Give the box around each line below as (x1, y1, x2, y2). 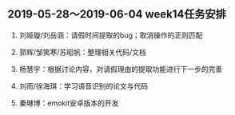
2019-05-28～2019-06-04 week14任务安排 (7, 7, 227, 22)
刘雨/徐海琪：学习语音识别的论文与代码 (18, 81, 149, 90)
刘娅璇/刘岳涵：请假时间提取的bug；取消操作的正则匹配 (18, 30, 203, 40)
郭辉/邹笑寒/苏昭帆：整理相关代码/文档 (18, 47, 146, 57)
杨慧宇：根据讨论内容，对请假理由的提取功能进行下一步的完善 (18, 64, 223, 73)
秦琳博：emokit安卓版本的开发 (18, 98, 119, 108)
